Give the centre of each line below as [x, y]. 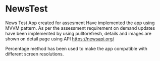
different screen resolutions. [35, 54]
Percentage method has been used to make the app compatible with [76, 48]
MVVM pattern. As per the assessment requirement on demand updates [80, 28]
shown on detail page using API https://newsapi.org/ [60, 39]
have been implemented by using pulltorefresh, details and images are [78, 33]
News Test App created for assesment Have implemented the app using [80, 23]
